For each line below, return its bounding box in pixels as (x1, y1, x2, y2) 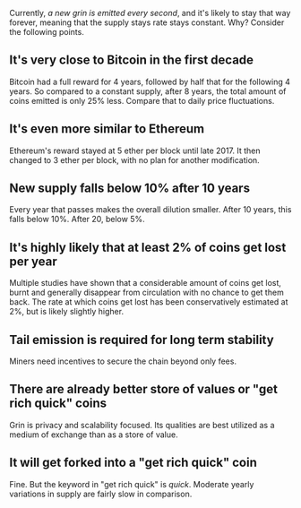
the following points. (9, 27, 85, 37)
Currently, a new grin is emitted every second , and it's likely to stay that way (9, 8, 291, 18)
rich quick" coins (9, 396, 107, 411)
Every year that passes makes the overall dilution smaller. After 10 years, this (9, 204, 292, 215)
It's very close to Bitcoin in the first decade (9, 53, 254, 68)
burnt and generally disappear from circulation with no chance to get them (9, 287, 284, 298)
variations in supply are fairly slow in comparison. (9, 488, 193, 499)
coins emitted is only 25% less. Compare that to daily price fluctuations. (9, 95, 275, 106)
